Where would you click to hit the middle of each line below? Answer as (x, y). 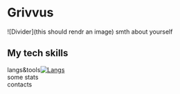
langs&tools (24, 69)
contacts (20, 84)
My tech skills (38, 53)
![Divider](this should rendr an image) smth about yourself (90, 32)
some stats (23, 77)
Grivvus (30, 13)
